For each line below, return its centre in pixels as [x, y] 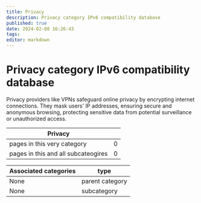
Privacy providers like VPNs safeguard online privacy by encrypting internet [101, 99]
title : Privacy [25, 12]
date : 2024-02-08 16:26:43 [40, 29]
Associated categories [43, 171]
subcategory [99, 191]
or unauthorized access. [37, 118]
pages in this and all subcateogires [59, 153]
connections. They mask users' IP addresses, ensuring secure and [89, 106]
